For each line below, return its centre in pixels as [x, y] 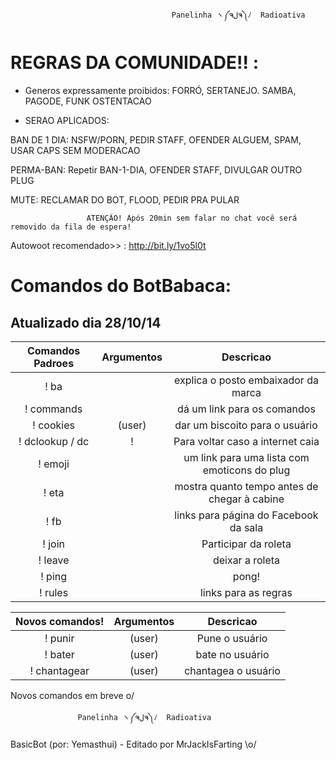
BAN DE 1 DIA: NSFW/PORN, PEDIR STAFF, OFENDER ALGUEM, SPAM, [156, 139]
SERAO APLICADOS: [67, 120]
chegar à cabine [246, 499]
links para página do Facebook [246, 515]
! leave [54, 560]
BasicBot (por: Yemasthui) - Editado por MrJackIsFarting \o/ [133, 744]
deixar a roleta [246, 560]
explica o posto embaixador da [246, 380]
